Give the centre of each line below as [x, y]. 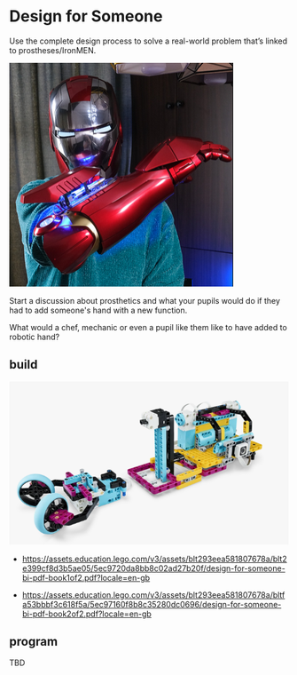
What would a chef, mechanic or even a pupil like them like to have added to [148, 327]
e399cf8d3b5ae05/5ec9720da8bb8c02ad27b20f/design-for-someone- [153, 568]
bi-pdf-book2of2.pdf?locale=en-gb [87, 614]
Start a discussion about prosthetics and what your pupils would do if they [145, 300]
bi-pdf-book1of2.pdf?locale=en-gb [86, 577]
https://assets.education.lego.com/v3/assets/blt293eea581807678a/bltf [153, 595]
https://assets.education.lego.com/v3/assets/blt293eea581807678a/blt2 [154, 559]
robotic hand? [35, 337]
